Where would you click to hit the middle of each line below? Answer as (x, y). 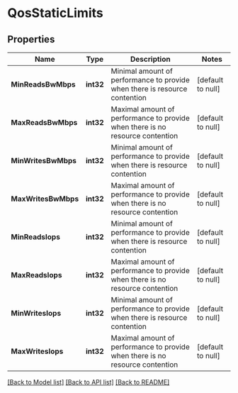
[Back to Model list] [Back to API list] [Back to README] (89, 382)
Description (151, 59)
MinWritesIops (36, 313)
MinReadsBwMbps (43, 84)
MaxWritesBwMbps (45, 199)
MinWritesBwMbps (44, 161)
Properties (31, 39)
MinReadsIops (35, 237)
